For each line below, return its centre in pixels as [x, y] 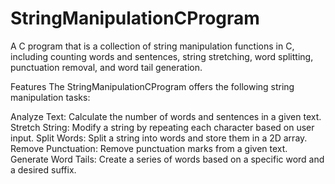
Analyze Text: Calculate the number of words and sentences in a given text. [166, 116]
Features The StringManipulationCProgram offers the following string [152, 86]
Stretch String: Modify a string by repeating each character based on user [162, 127]
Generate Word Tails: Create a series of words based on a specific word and [167, 159]
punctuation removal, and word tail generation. [106, 67]
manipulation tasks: [50, 97]
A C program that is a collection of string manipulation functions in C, [152, 46]
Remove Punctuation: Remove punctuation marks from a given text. [149, 148]
